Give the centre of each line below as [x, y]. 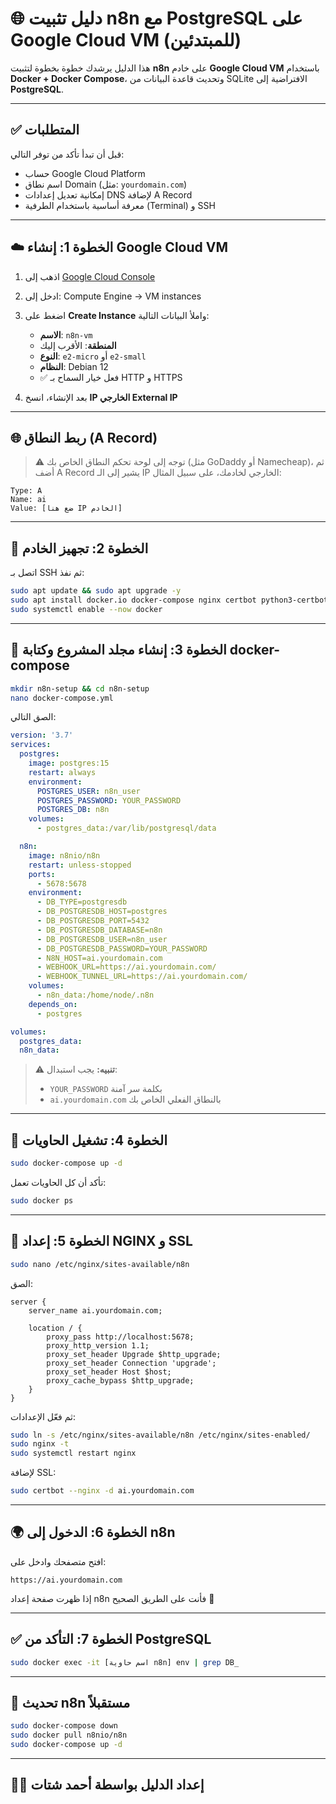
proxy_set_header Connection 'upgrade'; [131, 1363]
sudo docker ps [42, 1200]
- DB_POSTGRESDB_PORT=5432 [93, 921]
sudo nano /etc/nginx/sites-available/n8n [100, 1264]
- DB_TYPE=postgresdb [82, 902]
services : [31, 745]
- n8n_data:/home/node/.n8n [95, 995]
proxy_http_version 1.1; [98, 1345]
